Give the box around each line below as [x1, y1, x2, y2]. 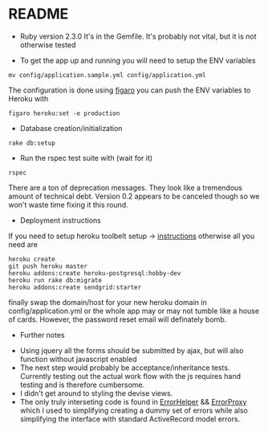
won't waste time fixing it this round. [8, 200, 128, 209]
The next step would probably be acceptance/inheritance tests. [19, 363, 230, 372]
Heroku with [8, 93, 49, 103]
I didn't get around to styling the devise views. [19, 388, 173, 398]
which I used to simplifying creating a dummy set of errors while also [19, 405, 249, 415]
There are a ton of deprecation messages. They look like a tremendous [8, 183, 243, 192]
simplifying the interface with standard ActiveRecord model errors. [19, 413, 241, 423]
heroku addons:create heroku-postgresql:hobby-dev [8, 269, 181, 278]
